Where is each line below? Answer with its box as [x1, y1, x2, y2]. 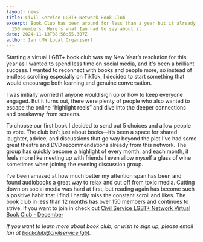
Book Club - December [6, 211, 64, 218]
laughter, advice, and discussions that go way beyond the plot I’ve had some [6, 135, 197, 142]
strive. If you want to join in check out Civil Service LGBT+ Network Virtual [6, 204, 191, 212]
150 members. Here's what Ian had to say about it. [11, 25, 145, 32]
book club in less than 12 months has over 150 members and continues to [6, 198, 189, 205]
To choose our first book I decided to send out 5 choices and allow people [6, 122, 192, 129]
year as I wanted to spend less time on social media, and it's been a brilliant [6, 60, 195, 67]
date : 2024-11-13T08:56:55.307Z [6, 31, 88, 38]
